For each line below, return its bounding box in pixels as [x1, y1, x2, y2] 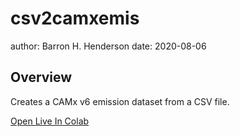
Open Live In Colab [10, 115, 90, 127]
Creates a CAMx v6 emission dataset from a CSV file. [10, 95, 230, 107]
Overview [10, 69, 73, 86]
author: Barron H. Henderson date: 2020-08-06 [10, 40, 207, 52]
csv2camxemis [10, 7, 140, 30]
